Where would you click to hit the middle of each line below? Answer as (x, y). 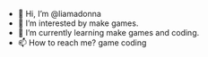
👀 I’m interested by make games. (78, 23)
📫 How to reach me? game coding (82, 43)
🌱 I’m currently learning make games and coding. (108, 33)
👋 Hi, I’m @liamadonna (59, 14)
